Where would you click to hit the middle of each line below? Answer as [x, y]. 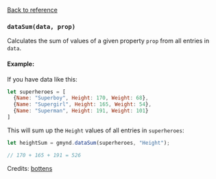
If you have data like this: [42, 79]
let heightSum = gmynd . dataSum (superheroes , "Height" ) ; [88, 143]
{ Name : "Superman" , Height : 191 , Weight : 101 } [81, 111]
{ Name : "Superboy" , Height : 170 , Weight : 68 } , [81, 98]
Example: [21, 64]
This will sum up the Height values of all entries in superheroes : [96, 130]
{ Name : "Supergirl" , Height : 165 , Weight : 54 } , [83, 105]
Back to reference [33, 10]
